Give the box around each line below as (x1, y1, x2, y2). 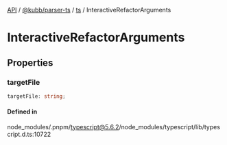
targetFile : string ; (7, 92, 67, 100)
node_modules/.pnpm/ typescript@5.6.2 (7, 122, 119, 131)
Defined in (7, 107, 38, 116)
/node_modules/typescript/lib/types (119, 122, 221, 131)
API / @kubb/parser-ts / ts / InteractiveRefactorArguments (7, 6, 171, 14)
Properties (7, 57, 53, 68)
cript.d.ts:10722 (7, 130, 51, 138)
